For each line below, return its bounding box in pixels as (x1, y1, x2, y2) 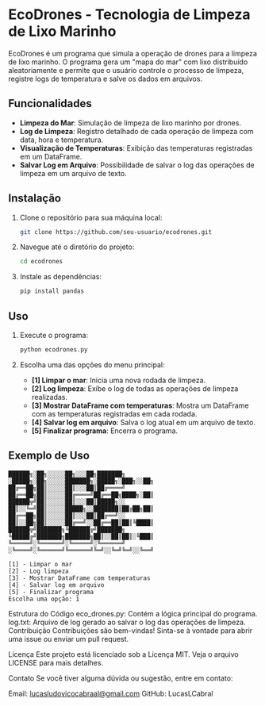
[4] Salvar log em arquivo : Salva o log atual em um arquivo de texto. (31, 417, 256, 427)
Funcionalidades (8, 97, 93, 110)
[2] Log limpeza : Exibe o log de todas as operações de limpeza (31, 383, 239, 393)
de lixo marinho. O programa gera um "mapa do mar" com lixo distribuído (8, 57, 248, 67)
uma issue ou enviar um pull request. (8, 634, 129, 643)
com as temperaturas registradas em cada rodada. (31, 409, 198, 418)
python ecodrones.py (19, 346, 88, 354)
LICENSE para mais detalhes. (8, 658, 104, 667)
